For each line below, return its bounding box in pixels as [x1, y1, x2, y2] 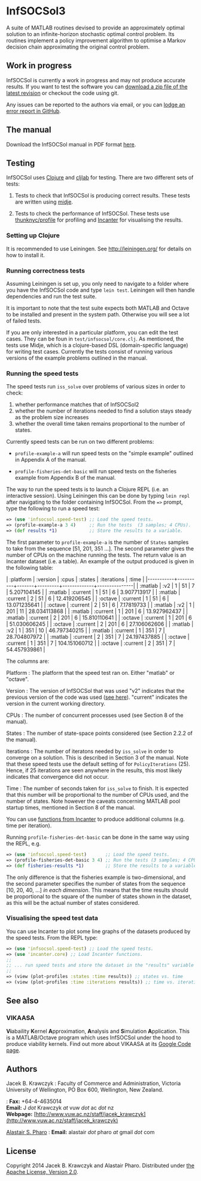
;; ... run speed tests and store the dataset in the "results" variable [6, 962, 194, 968]
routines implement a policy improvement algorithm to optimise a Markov [6, 37, 186, 44]
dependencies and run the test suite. [6, 292, 97, 300]
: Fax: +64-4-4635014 [6, 1098, 62, 1105]
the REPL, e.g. [6, 839, 41, 847]
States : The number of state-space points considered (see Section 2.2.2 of [6, 729, 193, 737]
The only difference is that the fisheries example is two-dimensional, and [6, 874, 186, 881]
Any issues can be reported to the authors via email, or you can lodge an [6, 101, 185, 108]
